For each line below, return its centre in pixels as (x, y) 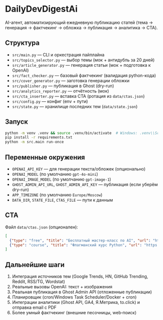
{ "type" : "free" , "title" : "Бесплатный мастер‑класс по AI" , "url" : (80, 240)
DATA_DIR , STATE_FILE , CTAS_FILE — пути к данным (62, 200)
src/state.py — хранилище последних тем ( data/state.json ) (75, 106)
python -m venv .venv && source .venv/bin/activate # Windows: (71, 133)
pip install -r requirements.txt (39, 137)
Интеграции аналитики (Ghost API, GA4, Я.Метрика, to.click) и (76, 302)
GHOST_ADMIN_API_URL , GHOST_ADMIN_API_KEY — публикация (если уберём (85, 184)
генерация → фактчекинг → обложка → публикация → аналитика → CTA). (81, 27)
